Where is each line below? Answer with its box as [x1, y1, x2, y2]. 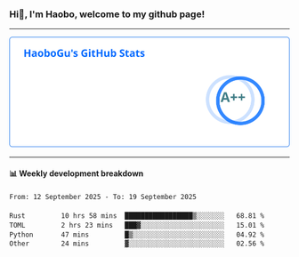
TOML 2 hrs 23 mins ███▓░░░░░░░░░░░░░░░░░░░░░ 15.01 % [9, 221, 265, 229]
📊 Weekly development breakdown [9, 168, 144, 179]
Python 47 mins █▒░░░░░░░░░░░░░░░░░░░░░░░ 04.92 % [9, 230, 265, 239]
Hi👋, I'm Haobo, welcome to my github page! [9, 8, 206, 20]
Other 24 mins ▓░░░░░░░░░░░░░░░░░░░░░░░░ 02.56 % [9, 239, 265, 248]
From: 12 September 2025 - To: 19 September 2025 [9, 193, 198, 202]
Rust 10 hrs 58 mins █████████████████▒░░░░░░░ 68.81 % [9, 211, 265, 221]
